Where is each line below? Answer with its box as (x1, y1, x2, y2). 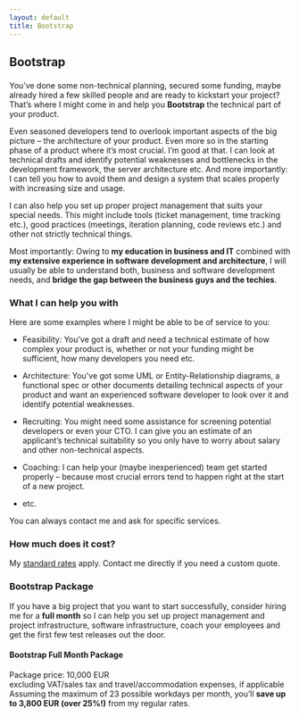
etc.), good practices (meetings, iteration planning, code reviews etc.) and (9, 219, 282, 229)
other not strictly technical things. (9, 229, 133, 239)
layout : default (9, 13, 70, 22)
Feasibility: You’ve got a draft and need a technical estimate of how (21, 334, 270, 345)
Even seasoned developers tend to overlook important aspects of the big (9, 126, 278, 137)
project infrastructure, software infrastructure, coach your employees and (9, 620, 281, 630)
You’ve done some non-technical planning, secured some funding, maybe (9, 79, 281, 90)
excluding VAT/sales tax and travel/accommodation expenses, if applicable (9, 679, 285, 689)
